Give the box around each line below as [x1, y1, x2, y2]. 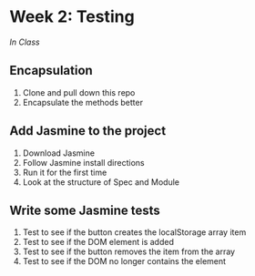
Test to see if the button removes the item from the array [22, 246, 235, 257]
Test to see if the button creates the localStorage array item [22, 227, 247, 238]
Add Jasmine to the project [9, 123, 167, 138]
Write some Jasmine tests [9, 202, 161, 218]
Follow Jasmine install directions [22, 157, 145, 168]
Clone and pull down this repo [22, 87, 136, 97]
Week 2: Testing [9, 6, 135, 27]
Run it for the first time [22, 167, 107, 178]
